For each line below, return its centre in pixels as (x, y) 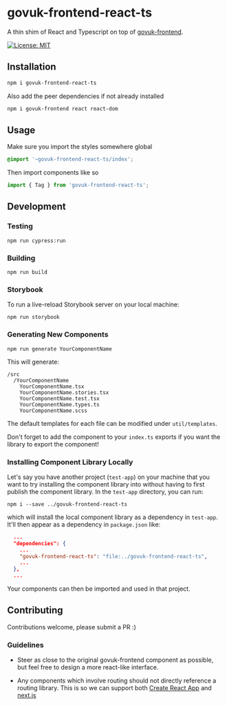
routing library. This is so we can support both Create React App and (114, 688)
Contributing (35, 610)
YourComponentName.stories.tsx (64, 392)
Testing (20, 226)
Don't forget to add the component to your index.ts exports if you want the (114, 437)
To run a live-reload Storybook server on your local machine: (93, 304)
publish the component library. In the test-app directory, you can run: (105, 491)
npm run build (28, 273)
